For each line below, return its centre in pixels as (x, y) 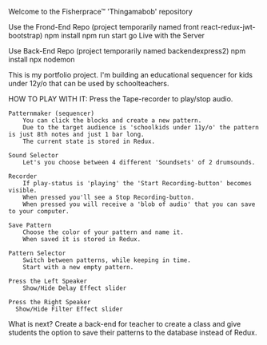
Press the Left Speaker (48, 281)
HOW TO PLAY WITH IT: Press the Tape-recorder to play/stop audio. (121, 99)
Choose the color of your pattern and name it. (103, 232)
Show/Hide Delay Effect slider (75, 288)
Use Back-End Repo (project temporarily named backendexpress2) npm (127, 51)
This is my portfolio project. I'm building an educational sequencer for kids (131, 75)
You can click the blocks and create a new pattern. (112, 121)
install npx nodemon (42, 59)
